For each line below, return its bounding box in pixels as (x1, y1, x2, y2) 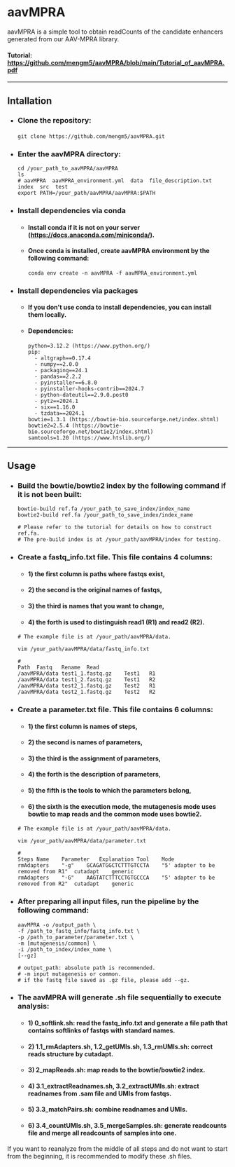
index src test (17, 184, 69, 191)
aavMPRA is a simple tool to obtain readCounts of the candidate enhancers (7, 27, 224, 36)
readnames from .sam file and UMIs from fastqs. (27, 1089, 172, 1098)
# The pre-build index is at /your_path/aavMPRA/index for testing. (17, 536, 222, 543)
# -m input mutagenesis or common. (17, 970, 122, 978)
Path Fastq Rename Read (17, 664, 99, 671)
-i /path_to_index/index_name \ (17, 946, 112, 953)
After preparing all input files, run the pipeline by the (17, 896, 199, 906)
